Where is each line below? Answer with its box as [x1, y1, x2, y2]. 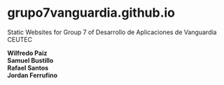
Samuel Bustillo [7, 56, 54, 64]
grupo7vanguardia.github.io [7, 5, 176, 21]
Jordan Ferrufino [7, 71, 58, 79]
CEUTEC [7, 35, 33, 43]
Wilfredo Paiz [7, 49, 48, 57]
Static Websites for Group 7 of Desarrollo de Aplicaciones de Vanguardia [7, 28, 217, 36]
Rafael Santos [7, 63, 49, 72]
